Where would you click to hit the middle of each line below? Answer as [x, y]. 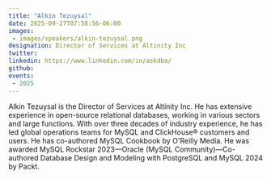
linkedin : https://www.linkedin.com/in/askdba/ [90, 61]
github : [21, 69]
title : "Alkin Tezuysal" [50, 16]
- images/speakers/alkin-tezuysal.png [77, 38]
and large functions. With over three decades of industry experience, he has [135, 123]
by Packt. [24, 166]
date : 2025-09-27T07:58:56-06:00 [65, 23]
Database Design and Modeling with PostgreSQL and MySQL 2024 [152, 157]
